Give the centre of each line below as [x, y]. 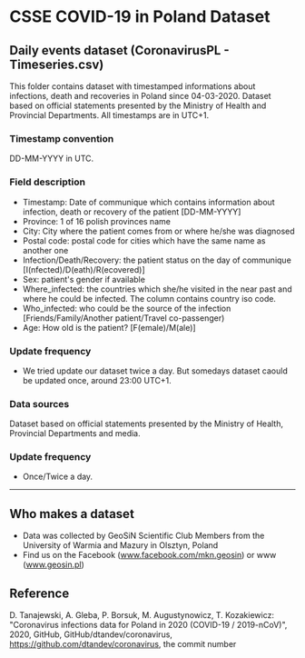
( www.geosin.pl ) [53, 564]
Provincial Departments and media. [75, 434]
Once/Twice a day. [58, 477]
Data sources [39, 404]
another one [45, 250]
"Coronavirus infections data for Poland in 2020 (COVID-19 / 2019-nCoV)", [148, 625]
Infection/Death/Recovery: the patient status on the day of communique [157, 260]
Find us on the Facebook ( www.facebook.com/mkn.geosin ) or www [149, 555]
